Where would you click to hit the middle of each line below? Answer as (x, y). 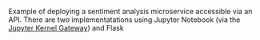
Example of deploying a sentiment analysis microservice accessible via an (130, 11)
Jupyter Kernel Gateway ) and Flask (66, 28)
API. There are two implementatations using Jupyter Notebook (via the (124, 20)
